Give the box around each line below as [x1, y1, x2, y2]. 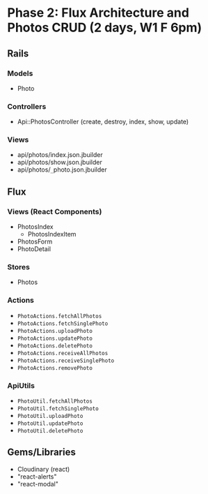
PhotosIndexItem [27, 230, 77, 239]
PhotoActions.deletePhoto [17, 342, 93, 350]
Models [7, 68, 33, 78]
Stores [7, 262, 30, 272]
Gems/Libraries [7, 447, 77, 458]
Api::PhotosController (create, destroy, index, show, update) [17, 117, 189, 126]
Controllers [7, 101, 47, 111]
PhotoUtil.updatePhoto [17, 420, 83, 427]
